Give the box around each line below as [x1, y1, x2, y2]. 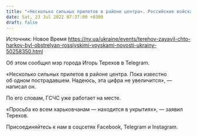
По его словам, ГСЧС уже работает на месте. [6, 94, 121, 101]
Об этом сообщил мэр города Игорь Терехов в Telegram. [6, 59, 150, 66]
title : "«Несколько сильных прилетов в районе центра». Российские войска [6, 8, 193, 15]
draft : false [6, 19, 38, 25]
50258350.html [6, 48, 43, 55]
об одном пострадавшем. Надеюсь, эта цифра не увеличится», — [6, 77, 172, 84]
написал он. [6, 83, 36, 90]
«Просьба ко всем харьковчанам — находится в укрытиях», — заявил [6, 106, 184, 113]
